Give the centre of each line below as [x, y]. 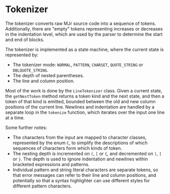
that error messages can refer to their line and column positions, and [84, 175]
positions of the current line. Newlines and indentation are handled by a [80, 107]
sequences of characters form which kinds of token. [67, 148]
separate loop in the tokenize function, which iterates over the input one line [85, 112]
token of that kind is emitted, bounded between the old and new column [80, 101]
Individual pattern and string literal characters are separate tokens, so [85, 170]
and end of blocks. [25, 40]
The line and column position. [43, 81]
